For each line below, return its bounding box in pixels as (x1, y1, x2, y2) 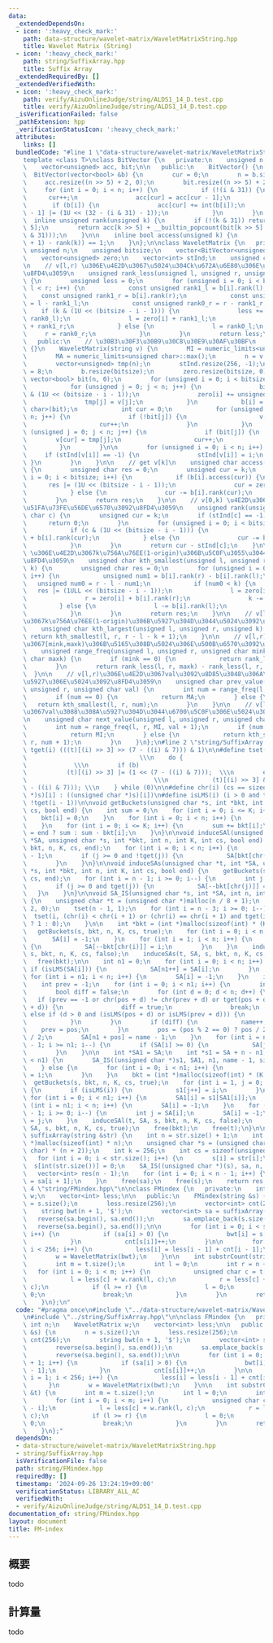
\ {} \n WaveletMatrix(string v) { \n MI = (23, 345, 201, 353)
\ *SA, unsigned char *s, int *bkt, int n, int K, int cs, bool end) (23, 837, 264, 845)
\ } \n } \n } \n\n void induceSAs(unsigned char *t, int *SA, (23, 859, 260, 867)
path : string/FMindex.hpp (15, 1464, 104, 1473)
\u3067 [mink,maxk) (23, 640, 85, 648)
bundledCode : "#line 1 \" (15, 148, 104, 156)
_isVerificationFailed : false (15, 111, 118, 119)
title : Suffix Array (23, 65, 93, 73)
